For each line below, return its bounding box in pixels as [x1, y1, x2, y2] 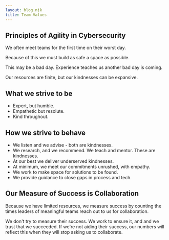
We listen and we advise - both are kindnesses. [12, 141, 113, 148]
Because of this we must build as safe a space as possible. [5, 55, 130, 61]
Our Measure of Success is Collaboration [5, 189, 139, 198]
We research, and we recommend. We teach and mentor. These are [12, 147, 156, 153]
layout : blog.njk [5, 7, 43, 13]
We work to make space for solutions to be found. [12, 169, 118, 175]
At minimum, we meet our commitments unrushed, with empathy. [12, 163, 151, 170]
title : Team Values [5, 12, 47, 17]
